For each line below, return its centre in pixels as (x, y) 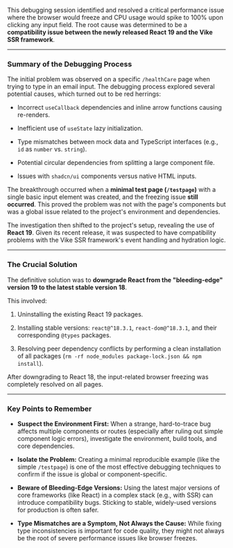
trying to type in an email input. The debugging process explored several (111, 87)
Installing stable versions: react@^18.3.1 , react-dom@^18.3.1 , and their (117, 328)
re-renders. (34, 115)
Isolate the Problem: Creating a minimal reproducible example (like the (118, 459)
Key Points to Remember (50, 408)
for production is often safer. (58, 510)
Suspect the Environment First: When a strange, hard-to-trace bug (114, 424)
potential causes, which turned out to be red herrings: (84, 94)
